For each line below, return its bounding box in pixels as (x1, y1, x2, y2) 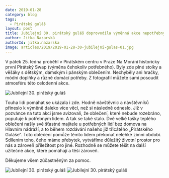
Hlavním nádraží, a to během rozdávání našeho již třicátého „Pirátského (5, 126, 153, 132)
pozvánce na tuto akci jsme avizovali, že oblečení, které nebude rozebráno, (5, 110, 161, 116)
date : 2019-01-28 (5, 7, 42, 13)
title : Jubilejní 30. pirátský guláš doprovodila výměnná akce (5, 31, 141, 36)
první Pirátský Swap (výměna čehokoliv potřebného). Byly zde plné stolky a (5, 64, 162, 70)
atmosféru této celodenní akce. (5, 80, 70, 86)
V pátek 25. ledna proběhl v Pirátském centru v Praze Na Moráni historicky (5, 58, 160, 64)
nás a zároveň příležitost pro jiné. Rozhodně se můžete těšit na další (5, 142, 146, 148)
